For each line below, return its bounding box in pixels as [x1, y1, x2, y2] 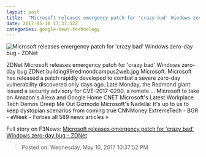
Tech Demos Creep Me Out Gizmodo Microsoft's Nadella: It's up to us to [6, 101, 189, 108]
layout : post [6, 9, 40, 15]
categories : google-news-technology [6, 26, 100, 33]
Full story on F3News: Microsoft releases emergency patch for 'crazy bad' [6, 125, 194, 132]
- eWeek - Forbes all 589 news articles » [6, 113, 109, 121]
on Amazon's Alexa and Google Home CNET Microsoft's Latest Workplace [6, 94, 194, 101]
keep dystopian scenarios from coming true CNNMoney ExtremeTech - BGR [6, 107, 199, 114]
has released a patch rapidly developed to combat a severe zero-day [6, 74, 181, 82]
